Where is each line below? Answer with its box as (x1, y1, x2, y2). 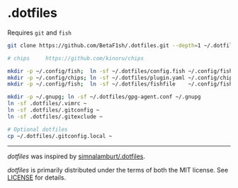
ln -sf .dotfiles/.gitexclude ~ (7, 113, 103, 120)
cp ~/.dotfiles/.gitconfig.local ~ (7, 132, 113, 139)
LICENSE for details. (7, 173, 67, 182)
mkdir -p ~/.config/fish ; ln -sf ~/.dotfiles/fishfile (7, 81, 176, 88)
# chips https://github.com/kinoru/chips (7, 54, 144, 61)
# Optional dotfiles (7, 126, 69, 133)
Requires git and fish (7, 28, 72, 37)
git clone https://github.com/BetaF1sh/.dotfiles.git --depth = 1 (7, 42, 201, 49)
